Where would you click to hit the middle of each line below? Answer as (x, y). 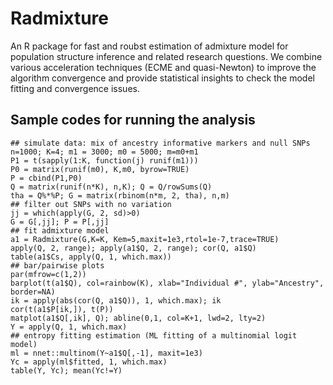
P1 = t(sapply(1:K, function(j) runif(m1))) (104, 160)
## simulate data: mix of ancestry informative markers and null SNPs (160, 143)
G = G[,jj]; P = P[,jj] (60, 222)
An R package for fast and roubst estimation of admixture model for (149, 46)
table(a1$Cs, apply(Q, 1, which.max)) (91, 257)
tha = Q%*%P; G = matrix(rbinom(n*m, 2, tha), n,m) (120, 195)
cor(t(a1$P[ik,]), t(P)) (62, 309)
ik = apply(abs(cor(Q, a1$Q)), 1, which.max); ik (116, 300)
